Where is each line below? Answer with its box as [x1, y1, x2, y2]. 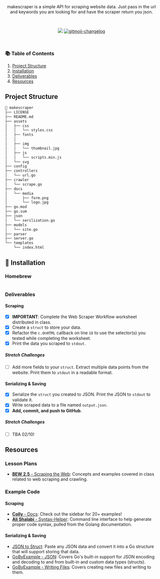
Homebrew [5, 273, 32, 280]
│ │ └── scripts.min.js [5, 155, 62, 160]
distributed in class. [12, 319, 52, 325]
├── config [5, 164, 27, 169]
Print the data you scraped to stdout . [12, 340, 86, 346]
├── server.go [5, 236, 34, 241]
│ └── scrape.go [5, 182, 42, 187]
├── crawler [5, 177, 29, 182]
